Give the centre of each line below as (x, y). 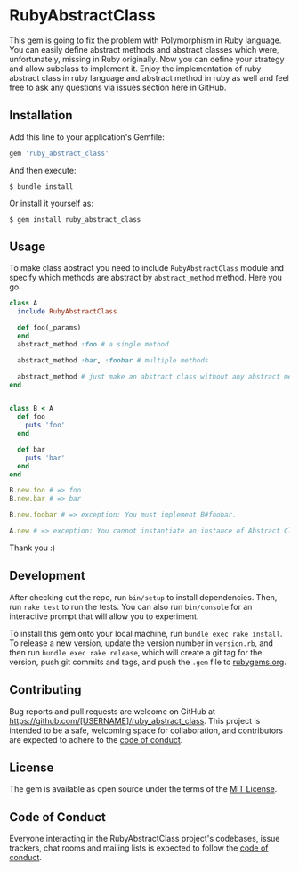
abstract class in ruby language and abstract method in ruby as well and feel (149, 77)
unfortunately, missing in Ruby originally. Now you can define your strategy (147, 59)
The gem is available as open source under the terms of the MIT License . (143, 789)
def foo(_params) (49, 328)
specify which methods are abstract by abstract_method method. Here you (146, 278)
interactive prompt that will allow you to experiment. (104, 616)
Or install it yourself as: (51, 203)
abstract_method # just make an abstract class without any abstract (149, 376)
